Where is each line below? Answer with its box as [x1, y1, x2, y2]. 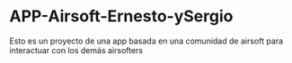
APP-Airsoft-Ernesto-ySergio [9, 6, 234, 27]
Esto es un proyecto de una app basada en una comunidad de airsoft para [9, 35, 284, 46]
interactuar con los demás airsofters [9, 44, 144, 55]
